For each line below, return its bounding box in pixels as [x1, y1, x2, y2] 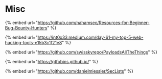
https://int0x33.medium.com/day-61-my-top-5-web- [37, 34, 143, 40]
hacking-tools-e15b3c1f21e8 [5, 39, 62, 45]
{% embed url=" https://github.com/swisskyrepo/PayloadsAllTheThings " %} [5, 49, 158, 55]
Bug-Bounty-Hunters [5, 25, 47, 30]
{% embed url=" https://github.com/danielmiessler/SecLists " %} [5, 68, 134, 74]
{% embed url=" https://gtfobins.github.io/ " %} [5, 58, 99, 64]
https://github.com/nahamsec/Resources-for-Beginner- [37, 20, 150, 26]
